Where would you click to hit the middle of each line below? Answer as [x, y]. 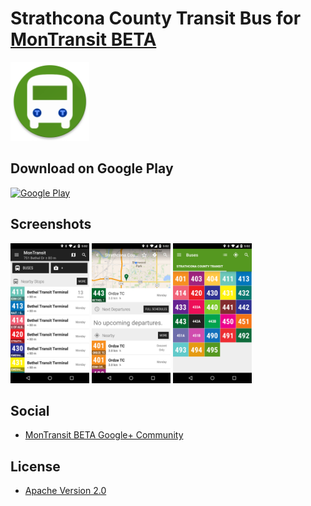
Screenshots [51, 224]
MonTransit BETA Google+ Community [104, 435]
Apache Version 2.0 [65, 491]
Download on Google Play [92, 168]
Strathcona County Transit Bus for [156, 18]
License [35, 466]
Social [30, 410]
